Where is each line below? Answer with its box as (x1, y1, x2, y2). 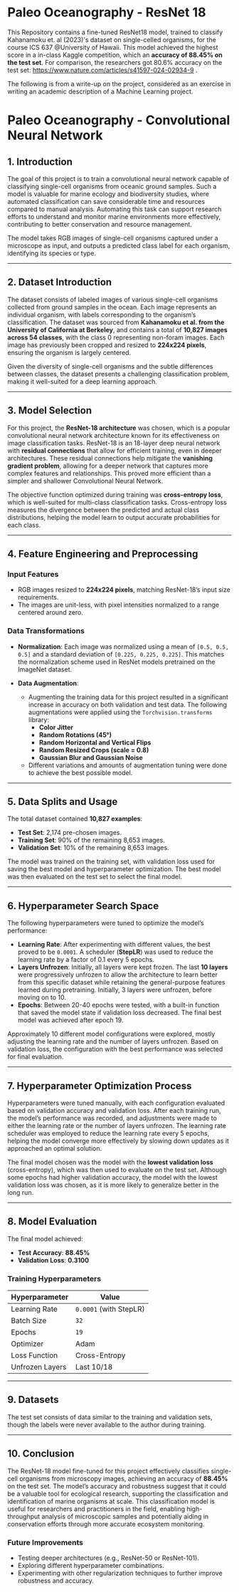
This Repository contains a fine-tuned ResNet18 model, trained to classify (7, 28, 223, 36)
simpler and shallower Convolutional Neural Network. (7, 476, 164, 485)
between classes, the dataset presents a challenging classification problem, (7, 369, 230, 378)
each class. (7, 520, 41, 529)
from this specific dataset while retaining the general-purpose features (17, 978, 225, 987)
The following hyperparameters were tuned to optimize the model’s (7, 919, 204, 928)
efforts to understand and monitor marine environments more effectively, (7, 212, 221, 221)
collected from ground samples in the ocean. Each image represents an (7, 302, 217, 311)
